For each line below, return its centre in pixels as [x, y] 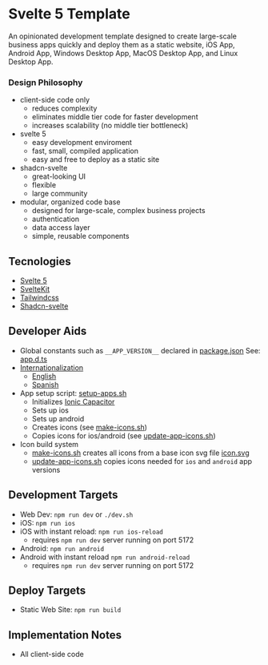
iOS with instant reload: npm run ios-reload [92, 531]
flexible [44, 185]
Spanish [45, 385]
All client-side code [52, 655]
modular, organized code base [70, 202]
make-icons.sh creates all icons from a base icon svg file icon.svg [140, 453]
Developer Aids [48, 331]
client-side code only [55, 100]
